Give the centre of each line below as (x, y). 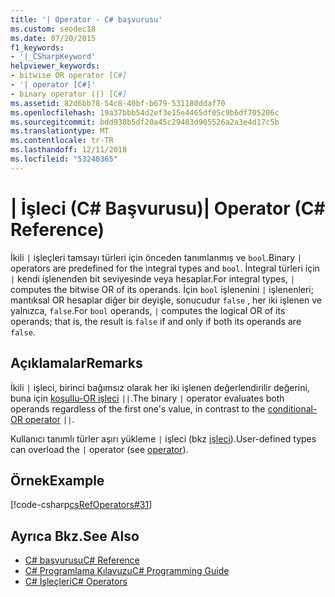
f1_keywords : (37, 47)
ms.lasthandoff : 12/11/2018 (69, 150)
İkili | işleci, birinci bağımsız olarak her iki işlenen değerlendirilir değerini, (160, 387)
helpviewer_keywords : (55, 66)
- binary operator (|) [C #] (69, 94)
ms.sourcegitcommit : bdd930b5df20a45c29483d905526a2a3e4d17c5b (145, 122)
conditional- (292, 408)
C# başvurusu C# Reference (82, 560)
